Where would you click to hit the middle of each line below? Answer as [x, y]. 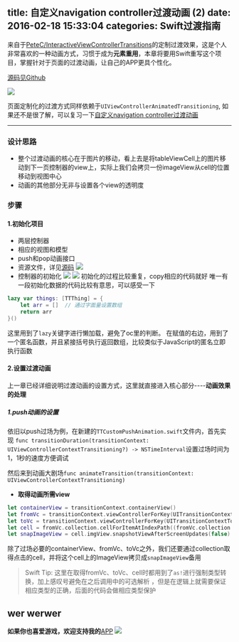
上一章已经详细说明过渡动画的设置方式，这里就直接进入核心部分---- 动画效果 [119, 385]
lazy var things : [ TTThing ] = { [55, 299]
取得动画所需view [44, 494]
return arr [36, 311]
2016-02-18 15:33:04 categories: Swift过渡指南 [114, 26]
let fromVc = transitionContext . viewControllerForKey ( [90, 514]
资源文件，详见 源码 [46, 267]
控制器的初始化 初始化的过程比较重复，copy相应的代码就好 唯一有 [123, 277]
